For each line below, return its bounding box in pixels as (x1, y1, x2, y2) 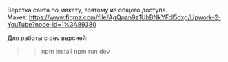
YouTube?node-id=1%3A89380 (7, 21, 96, 28)
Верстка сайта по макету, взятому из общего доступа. (7, 6, 168, 14)
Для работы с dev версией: (7, 34, 88, 42)
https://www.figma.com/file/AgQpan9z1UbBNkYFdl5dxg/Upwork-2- (28, 13, 222, 21)
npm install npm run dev (41, 48, 110, 55)
